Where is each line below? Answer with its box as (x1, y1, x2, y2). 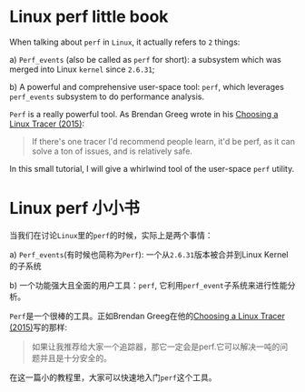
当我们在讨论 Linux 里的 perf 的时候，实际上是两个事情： (9, 229, 213, 240)
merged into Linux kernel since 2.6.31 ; (9, 64, 155, 75)
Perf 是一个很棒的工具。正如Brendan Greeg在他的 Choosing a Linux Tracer (9, 310, 286, 321)
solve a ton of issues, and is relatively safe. (31, 146, 193, 156)
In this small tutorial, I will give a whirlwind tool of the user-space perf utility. (9, 163, 295, 174)
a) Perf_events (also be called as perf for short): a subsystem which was (9, 54, 281, 65)
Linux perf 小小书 (9, 198, 141, 219)
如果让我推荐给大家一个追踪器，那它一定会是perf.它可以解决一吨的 (31, 341, 280, 352)
